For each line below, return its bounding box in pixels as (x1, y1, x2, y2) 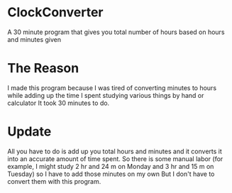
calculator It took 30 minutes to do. (7, 99, 110, 107)
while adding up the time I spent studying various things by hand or (7, 91, 204, 99)
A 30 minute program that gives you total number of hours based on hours (7, 28, 225, 36)
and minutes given (7, 35, 62, 43)
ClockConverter (7, 4, 104, 21)
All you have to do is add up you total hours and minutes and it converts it (7, 147, 222, 155)
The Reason (7, 60, 79, 77)
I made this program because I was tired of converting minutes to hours (7, 83, 217, 92)
